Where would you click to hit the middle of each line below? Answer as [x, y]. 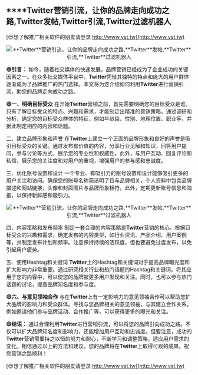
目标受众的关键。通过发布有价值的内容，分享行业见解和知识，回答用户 [96, 145]
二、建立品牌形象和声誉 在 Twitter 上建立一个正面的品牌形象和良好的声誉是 [96, 138]
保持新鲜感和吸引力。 [47, 195]
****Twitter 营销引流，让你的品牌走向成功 [84, 11]
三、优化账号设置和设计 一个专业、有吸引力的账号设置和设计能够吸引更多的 [97, 173]
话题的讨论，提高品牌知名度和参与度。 [52, 284]
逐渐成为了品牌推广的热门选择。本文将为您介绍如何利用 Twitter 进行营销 [93, 84]
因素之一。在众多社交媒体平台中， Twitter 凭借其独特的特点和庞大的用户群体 [98, 77]
